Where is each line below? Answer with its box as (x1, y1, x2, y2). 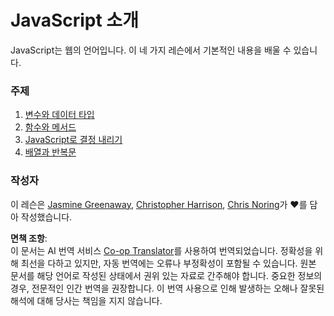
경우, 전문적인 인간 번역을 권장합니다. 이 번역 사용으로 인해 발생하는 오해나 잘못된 (10, 282, 325, 294)
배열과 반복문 (24, 146, 77, 158)
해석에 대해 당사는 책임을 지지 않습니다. (10, 294, 163, 306)
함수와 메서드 (24, 121, 77, 133)
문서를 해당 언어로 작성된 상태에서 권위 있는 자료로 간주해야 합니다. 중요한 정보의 (10, 269, 323, 281)
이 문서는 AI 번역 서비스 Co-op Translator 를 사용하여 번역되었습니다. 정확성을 (10, 244, 313, 256)
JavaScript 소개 (10, 9, 139, 32)
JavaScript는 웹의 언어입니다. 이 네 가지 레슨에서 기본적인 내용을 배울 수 (10, 44, 292, 56)
